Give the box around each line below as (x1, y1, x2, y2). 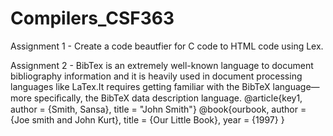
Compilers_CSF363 (10, 7, 175, 30)
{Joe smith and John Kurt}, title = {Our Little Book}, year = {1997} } (10, 113, 285, 126)
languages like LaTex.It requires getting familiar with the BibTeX (10, 80, 271, 92)
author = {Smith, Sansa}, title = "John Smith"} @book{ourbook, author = (10, 103, 307, 115)
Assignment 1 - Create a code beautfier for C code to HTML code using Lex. (10, 40, 324, 52)
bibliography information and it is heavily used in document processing (10, 70, 303, 82)
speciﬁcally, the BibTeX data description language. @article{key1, (33, 92, 303, 104)
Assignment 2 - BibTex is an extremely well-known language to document (10, 59, 314, 71)
